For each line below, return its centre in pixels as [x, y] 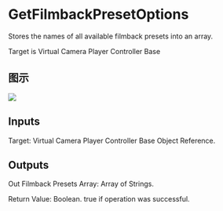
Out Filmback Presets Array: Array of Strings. [81, 184]
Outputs [29, 165]
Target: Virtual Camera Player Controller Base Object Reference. [112, 140]
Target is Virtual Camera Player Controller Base [84, 51]
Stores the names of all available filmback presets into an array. [111, 36]
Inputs [24, 122]
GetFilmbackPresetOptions [99, 15]
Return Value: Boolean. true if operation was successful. [99, 199]
